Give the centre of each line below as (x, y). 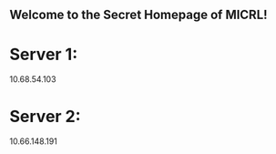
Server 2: (45, 116)
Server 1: (44, 54)
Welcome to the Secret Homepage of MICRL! (138, 15)
